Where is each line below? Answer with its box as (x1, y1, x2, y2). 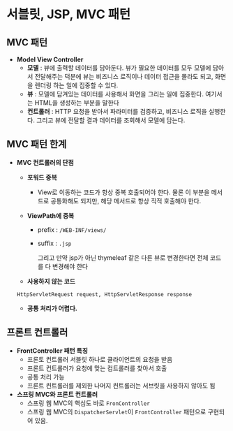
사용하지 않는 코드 (27, 277, 76, 285)
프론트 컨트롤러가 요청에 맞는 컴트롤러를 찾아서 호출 (27, 364, 167, 372)
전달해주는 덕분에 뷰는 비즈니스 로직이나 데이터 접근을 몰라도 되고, (34, 73, 213, 80)
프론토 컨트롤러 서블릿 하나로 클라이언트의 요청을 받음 (27, 355, 173, 363)
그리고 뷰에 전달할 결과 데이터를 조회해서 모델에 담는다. (36, 116, 186, 124)
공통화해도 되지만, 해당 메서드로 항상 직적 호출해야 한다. (50, 196, 202, 205)
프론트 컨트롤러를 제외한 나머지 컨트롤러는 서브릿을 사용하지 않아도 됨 (27, 381, 216, 390)
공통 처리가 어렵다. (27, 304, 77, 312)
